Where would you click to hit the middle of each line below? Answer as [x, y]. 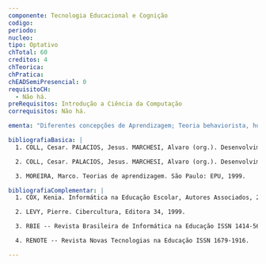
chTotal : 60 [28, 52]
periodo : [23, 30]
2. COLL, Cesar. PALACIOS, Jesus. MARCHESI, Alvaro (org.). [116, 162]
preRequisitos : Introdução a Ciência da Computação [95, 104]
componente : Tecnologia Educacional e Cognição [88, 15]
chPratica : [26, 75]
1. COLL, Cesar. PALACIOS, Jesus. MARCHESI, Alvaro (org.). [116, 147]
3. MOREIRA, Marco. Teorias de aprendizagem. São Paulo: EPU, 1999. [131, 176]
